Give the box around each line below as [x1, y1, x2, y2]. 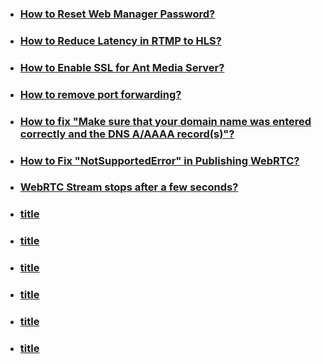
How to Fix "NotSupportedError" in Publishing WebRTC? [19, 153, 300, 167]
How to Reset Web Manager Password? [19, 7, 216, 21]
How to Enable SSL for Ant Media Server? [19, 60, 225, 74]
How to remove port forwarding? [19, 87, 182, 101]
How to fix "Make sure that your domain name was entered [19, 114, 312, 128]
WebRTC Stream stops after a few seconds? [19, 180, 239, 194]
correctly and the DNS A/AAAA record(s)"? [19, 127, 235, 141]
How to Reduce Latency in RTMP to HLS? [19, 33, 222, 47]
